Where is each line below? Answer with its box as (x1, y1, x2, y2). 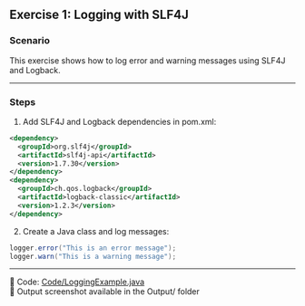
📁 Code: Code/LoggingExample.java (9, 276, 145, 288)
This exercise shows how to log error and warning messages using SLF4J (9, 54, 286, 66)
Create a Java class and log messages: (22, 225, 170, 236)
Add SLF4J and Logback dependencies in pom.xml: (22, 116, 217, 127)
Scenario (9, 34, 50, 47)
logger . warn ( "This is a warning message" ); (9, 252, 177, 261)
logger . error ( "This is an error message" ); (9, 244, 177, 253)
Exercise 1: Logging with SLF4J (9, 7, 189, 23)
